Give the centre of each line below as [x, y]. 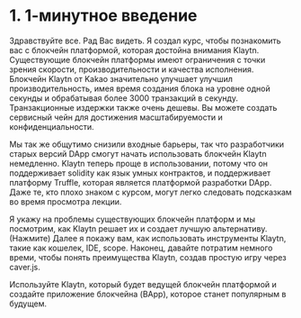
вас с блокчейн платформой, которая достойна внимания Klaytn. [134, 50]
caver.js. [25, 267]
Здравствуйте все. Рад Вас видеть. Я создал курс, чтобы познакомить [145, 41]
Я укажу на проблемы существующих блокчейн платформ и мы [133, 219]
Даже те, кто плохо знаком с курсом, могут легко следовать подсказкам [150, 192]
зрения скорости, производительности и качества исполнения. [132, 69]
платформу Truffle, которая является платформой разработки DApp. [141, 182]
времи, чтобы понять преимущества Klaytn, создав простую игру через [148, 257]
